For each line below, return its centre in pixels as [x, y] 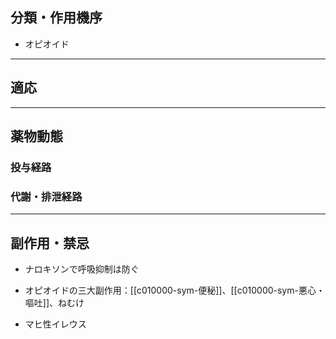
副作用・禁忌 [50, 243]
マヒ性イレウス [55, 324]
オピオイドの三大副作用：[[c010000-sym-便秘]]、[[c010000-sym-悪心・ [174, 290]
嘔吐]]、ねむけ [54, 303]
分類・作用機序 [56, 18]
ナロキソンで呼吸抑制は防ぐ [82, 269]
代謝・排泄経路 [46, 196]
